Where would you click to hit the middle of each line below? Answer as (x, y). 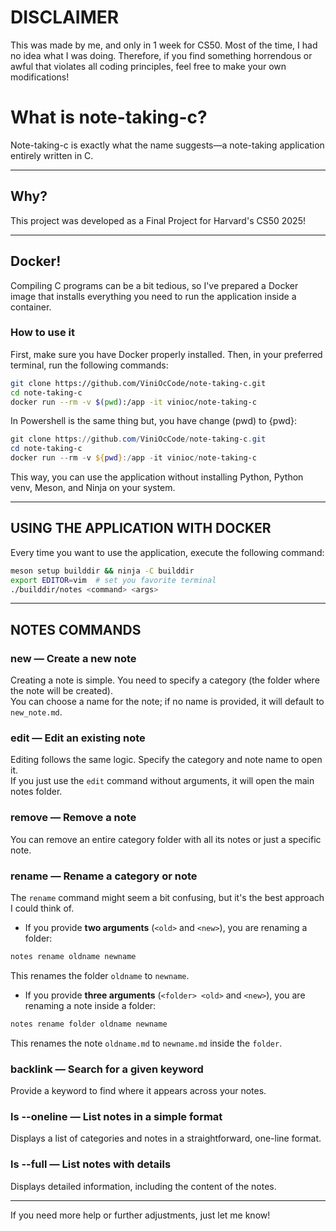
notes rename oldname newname (73, 957)
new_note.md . (36, 712)
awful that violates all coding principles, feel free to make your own (148, 66)
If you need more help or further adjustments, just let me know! (140, 1215)
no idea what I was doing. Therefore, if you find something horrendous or (161, 55)
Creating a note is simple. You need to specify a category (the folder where (165, 680)
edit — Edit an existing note (78, 738)
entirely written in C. (52, 155)
